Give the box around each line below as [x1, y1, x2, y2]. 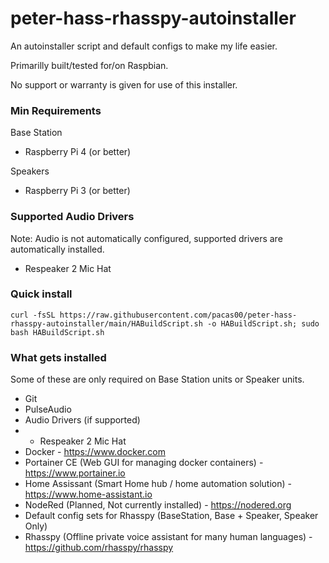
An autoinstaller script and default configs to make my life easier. [10, 40, 278, 52]
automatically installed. [10, 243, 105, 255]
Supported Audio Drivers [10, 210, 135, 224]
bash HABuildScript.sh [10, 327, 105, 337]
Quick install [10, 287, 73, 301]
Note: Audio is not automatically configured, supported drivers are [10, 232, 283, 244]
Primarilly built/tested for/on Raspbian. [10, 59, 169, 71]
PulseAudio [24, 403, 72, 416]
